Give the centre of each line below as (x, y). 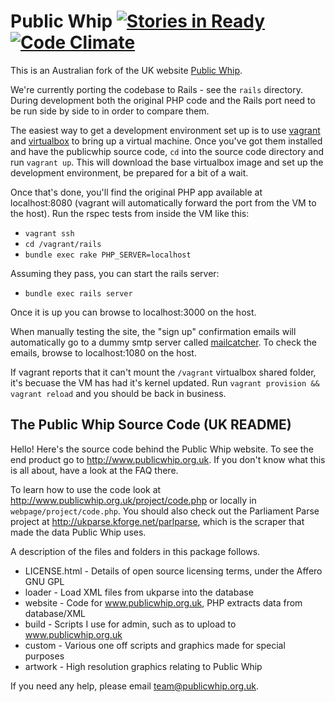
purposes (44, 656)
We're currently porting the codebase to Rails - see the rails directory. (157, 89)
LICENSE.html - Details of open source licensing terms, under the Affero (173, 571)
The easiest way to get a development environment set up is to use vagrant (165, 130)
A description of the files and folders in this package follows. (135, 551)
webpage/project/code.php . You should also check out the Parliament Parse (165, 511)
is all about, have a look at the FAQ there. (94, 470)
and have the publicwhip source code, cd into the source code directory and (167, 151)
